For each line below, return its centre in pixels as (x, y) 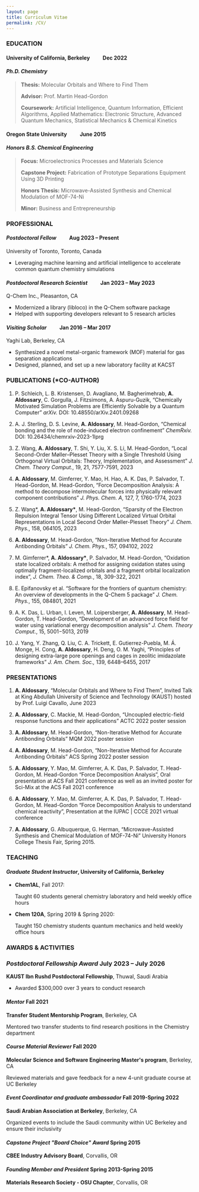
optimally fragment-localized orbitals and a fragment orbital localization (102, 570)
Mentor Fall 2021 (27, 1001)
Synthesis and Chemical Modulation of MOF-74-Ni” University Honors (100, 836)
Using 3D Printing (42, 179)
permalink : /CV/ (26, 23)
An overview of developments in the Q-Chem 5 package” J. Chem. (96, 594)
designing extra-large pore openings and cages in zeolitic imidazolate (100, 656)
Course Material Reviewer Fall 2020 (51, 1047)
